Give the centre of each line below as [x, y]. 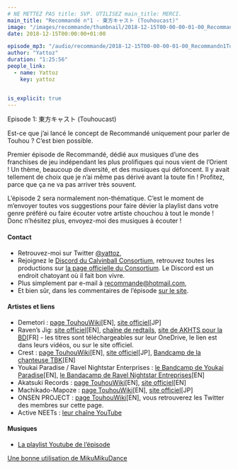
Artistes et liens [31, 307]
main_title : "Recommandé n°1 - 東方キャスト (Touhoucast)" [93, 21]
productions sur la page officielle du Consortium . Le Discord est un [115, 268]
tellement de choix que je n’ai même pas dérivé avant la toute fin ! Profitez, [116, 177]
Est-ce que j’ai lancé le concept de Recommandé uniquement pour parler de [119, 133]
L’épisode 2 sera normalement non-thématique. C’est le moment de [106, 198]
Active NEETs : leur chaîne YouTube [70, 412]
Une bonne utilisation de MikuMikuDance [67, 458]
